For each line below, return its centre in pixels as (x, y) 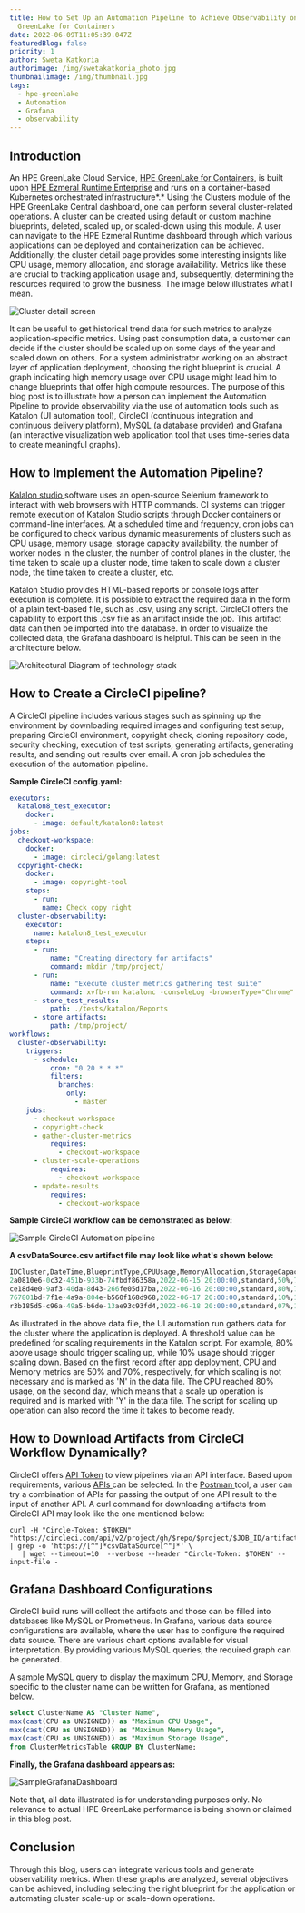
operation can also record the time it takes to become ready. (123, 1410)
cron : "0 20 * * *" (87, 1068)
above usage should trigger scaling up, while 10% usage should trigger (142, 1352)
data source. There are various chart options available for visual (128, 1641)
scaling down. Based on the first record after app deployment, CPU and (143, 1362)
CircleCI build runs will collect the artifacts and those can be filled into (140, 1612)
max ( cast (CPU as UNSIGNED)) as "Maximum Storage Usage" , (119, 1739)
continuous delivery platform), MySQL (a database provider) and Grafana (146, 425)
